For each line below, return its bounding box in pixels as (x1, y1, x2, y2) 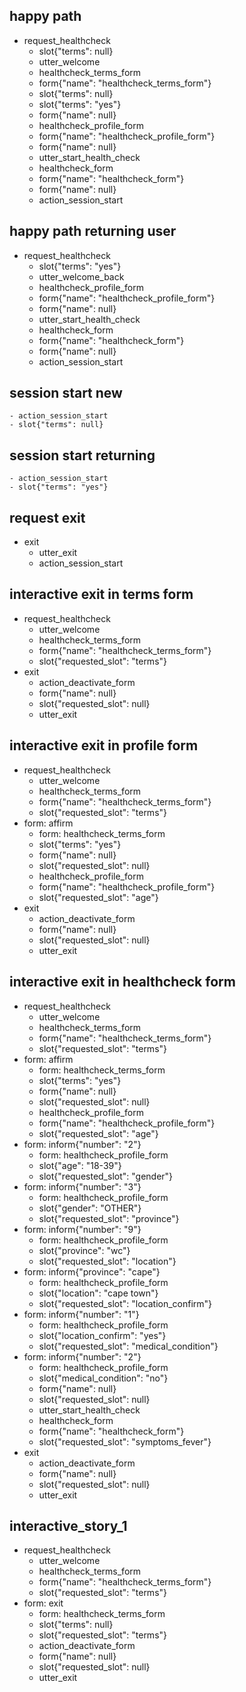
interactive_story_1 (9, 1517, 128, 1534)
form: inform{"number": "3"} (23, 1180, 142, 1193)
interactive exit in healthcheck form (9, 974, 236, 991)
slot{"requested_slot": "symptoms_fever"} (38, 1435, 212, 1448)
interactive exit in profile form (9, 737, 199, 754)
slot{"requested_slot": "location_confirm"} (38, 1297, 213, 1309)
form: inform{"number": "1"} (23, 1308, 140, 1320)
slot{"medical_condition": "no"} (38, 1372, 169, 1384)
